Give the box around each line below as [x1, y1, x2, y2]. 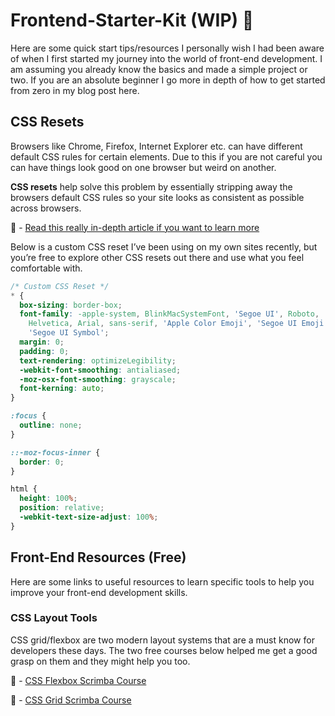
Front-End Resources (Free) [10, 549, 187, 566]
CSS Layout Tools [10, 611, 98, 625]
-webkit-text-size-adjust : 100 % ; [19, 512, 159, 522]
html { [10, 484, 38, 494]
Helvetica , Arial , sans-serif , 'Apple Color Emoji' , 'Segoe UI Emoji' [28, 319, 329, 329]
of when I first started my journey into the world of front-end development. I [10, 52, 323, 64]
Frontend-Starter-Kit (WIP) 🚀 [10, 9, 255, 32]
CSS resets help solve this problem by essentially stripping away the [10, 180, 293, 193]
